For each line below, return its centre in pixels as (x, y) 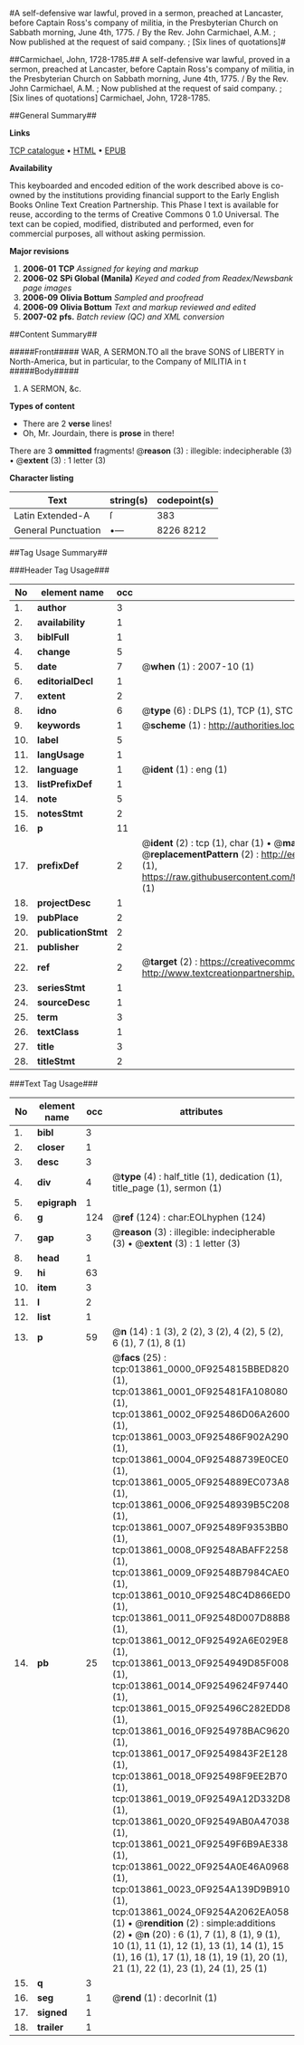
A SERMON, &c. (52, 389)
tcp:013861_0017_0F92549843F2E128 (199, 1753)
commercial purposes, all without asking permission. (108, 233)
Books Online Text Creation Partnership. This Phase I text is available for (144, 204)
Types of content (42, 406)
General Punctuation (57, 530)
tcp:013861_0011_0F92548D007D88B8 (201, 1617)
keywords (59, 725)
